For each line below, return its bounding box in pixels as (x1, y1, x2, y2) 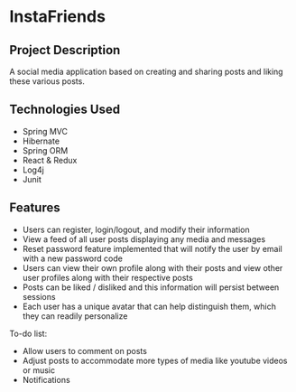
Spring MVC (22, 126, 69, 136)
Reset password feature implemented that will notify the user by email (22, 243, 282, 254)
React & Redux (22, 154, 78, 165)
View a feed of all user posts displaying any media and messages (22, 233, 266, 245)
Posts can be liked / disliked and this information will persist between (22, 282, 280, 293)
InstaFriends (9, 6, 106, 27)
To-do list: (9, 328, 48, 339)
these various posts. (9, 76, 86, 87)
